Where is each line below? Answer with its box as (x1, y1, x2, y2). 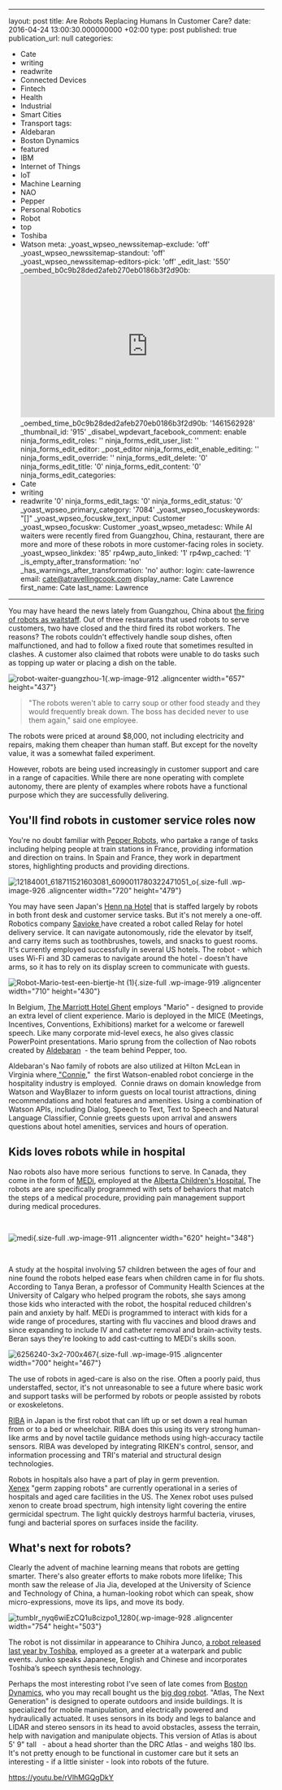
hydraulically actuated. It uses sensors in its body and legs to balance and (8, 1714, 256, 1723)
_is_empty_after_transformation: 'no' (20, 557, 142, 566)
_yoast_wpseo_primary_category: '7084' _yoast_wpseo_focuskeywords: (20, 505, 260, 514)
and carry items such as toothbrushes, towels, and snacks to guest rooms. (8, 936, 258, 945)
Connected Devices (20, 75, 87, 85)
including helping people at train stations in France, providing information (8, 844, 254, 854)
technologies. (8, 1458, 54, 1469)
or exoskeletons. (8, 1399, 64, 1409)
